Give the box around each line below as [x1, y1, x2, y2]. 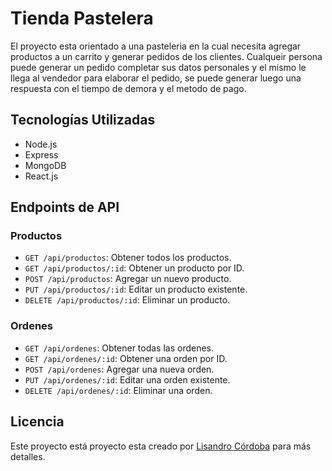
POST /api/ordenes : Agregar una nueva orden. [24, 363, 215, 375]
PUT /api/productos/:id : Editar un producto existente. [24, 283, 248, 296]
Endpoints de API [10, 199, 120, 216]
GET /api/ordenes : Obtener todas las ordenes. [24, 342, 215, 354]
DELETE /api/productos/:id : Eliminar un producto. [24, 294, 231, 306]
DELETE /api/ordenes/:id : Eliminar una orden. [24, 384, 213, 396]
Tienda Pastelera [10, 7, 154, 30]
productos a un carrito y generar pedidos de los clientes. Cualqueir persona [10, 50, 323, 62]
